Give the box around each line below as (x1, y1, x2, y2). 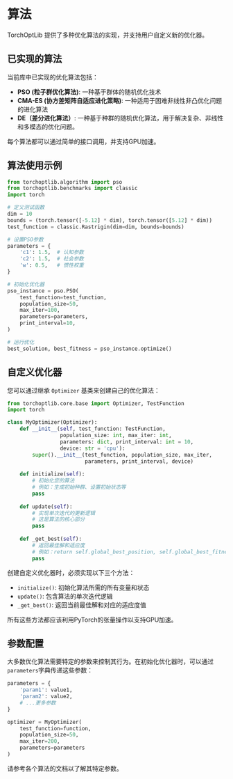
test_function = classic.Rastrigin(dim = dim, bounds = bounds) (7, 223, 185, 230)
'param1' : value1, (19, 686, 73, 693)
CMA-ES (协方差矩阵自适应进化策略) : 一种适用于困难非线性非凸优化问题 (17, 96, 223, 104)
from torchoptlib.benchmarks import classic (7, 185, 138, 192)
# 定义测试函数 (7, 204, 45, 211)
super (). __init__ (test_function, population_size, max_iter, (32, 451, 213, 458)
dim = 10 (7, 210, 33, 218)
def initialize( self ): (19, 471, 85, 478)
